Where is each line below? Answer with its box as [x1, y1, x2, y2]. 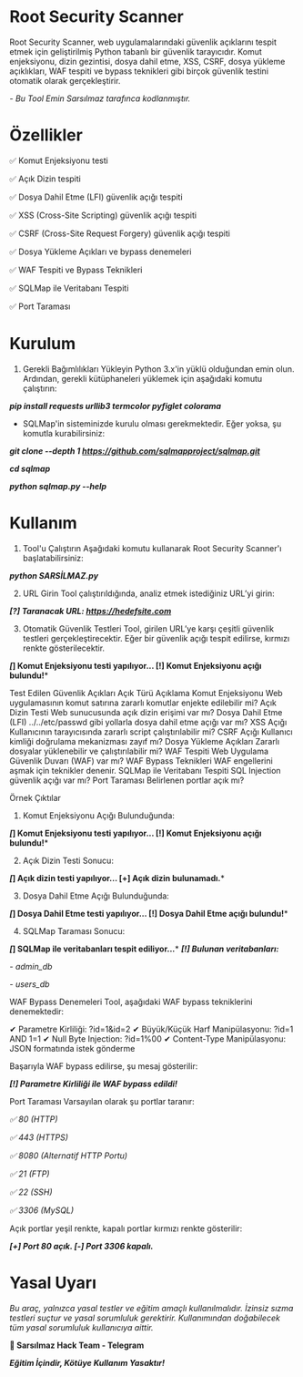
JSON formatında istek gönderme [9, 1043, 136, 1053]
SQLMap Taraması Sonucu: [22, 925, 126, 936]
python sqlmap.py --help [9, 480, 107, 491]
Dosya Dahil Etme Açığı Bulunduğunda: [22, 890, 170, 901]
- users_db [9, 978, 50, 990]
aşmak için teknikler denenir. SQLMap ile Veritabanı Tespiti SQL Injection [9, 765, 281, 776]
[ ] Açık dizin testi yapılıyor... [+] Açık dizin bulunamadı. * [9, 872, 226, 883]
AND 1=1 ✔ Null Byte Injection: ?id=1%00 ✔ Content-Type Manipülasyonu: [9, 1033, 287, 1044]
